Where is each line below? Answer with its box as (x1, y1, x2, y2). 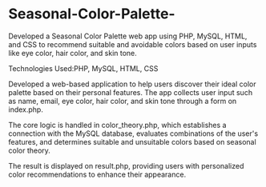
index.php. (8, 105, 44, 114)
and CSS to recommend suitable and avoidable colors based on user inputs (8, 39, 257, 49)
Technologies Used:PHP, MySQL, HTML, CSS (8, 63, 159, 73)
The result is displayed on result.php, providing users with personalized (8, 161, 244, 170)
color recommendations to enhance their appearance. (8, 169, 187, 179)
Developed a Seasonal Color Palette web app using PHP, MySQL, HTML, (8, 31, 248, 41)
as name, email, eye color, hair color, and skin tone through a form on (8, 96, 237, 105)
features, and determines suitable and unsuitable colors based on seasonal (8, 137, 256, 146)
